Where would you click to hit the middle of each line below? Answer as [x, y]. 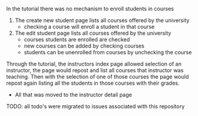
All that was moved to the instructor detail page [73, 95]
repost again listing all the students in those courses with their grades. [93, 83]
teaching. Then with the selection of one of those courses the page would [97, 77]
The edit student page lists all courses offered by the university [93, 33]
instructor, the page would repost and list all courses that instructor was [95, 70]
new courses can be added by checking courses [84, 46]
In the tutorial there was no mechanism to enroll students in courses [90, 9]
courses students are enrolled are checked [77, 39]
